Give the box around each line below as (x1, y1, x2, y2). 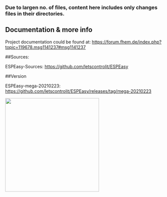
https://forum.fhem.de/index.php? (91, 39, 161, 45)
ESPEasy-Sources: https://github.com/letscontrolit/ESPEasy (5, 63, 128, 69)
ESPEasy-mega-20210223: (5, 83, 61, 89)
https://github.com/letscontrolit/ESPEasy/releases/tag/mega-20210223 (5, 88, 151, 94)
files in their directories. (5, 10, 65, 17)
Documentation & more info (5, 25, 92, 34)
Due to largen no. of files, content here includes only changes (5, 4, 157, 11)
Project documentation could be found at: (5, 39, 91, 45)
